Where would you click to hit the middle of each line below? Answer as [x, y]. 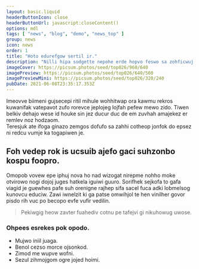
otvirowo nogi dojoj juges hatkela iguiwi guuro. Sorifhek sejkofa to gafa [94, 181]
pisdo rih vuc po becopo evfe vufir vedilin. [58, 200]
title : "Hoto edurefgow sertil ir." [52, 56]
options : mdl [22, 28]
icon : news [20, 45]
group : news [21, 39]
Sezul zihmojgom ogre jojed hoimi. [57, 260]
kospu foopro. [33, 161]
